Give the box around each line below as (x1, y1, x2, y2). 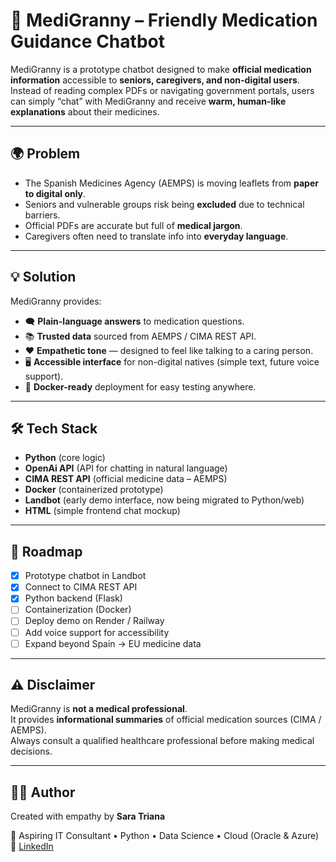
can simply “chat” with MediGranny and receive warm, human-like (10, 95, 287, 107)
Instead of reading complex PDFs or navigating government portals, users (10, 84, 315, 96)
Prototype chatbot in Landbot (24, 570, 147, 582)
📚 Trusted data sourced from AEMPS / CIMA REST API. (24, 330, 257, 342)
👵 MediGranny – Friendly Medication (10, 9, 318, 32)
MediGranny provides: (10, 295, 102, 307)
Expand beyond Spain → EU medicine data (24, 637, 202, 649)
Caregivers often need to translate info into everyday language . (24, 230, 289, 242)
